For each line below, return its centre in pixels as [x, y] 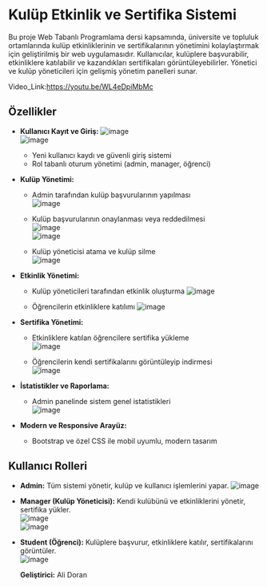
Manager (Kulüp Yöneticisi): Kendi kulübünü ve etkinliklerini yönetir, [133, 501]
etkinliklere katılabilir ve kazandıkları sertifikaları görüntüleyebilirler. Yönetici [133, 63]
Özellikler [33, 112]
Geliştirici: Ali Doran [54, 574]
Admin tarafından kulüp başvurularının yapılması [111, 195]
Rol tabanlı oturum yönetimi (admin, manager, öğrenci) [121, 164]
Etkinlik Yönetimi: [50, 275]
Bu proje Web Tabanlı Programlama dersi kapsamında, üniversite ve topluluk [133, 37]
